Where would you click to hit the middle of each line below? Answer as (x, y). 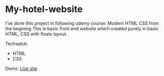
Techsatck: (17, 43)
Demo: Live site (21, 68)
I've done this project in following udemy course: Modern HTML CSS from (82, 23)
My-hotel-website (44, 9)
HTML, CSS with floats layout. (36, 34)
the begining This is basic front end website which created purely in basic (82, 28)
